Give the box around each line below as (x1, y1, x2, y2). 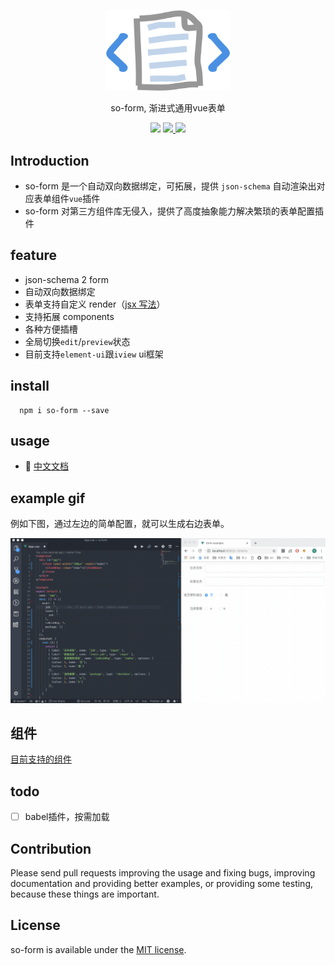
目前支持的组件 (10, 753, 72, 765)
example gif (10, 490, 86, 507)
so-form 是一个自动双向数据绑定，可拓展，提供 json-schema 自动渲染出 (24, 180, 317, 192)
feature (10, 247, 58, 264)
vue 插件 (68, 192, 101, 204)
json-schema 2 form (24, 273, 109, 285)
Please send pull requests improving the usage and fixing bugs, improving (10, 867, 316, 879)
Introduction (10, 152, 90, 169)
